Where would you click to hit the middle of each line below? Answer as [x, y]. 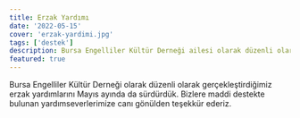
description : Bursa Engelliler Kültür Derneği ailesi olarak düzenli [142, 51]
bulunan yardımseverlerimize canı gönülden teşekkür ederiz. [121, 103]
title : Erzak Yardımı [50, 17]
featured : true [37, 59]
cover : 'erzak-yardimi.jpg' [62, 34]
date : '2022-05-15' [46, 26]
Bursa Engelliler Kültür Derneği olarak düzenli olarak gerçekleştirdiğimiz [141, 84]
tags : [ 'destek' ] [42, 42]
